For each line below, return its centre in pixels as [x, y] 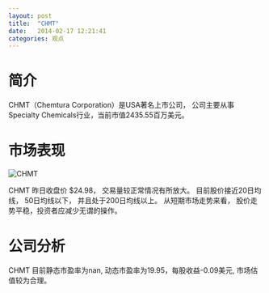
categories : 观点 [36, 38]
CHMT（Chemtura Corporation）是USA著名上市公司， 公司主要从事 [122, 105]
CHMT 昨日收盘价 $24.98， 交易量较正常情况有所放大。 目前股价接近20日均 [135, 190]
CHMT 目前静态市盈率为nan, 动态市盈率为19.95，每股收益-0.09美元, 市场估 [133, 270]
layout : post [30, 16]
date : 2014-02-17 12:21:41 [57, 31]
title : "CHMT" [34, 23]
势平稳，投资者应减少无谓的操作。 [65, 210]
